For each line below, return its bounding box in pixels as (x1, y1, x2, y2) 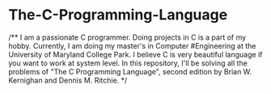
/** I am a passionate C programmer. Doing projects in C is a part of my (8, 32, 247, 42)
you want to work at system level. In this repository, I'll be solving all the (8, 58, 248, 68)
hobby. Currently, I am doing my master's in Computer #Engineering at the (8, 40, 256, 50)
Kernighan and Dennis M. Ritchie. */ (8, 75, 128, 85)
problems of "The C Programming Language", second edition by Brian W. (8, 66, 252, 76)
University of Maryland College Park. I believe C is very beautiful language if (8, 49, 263, 59)
